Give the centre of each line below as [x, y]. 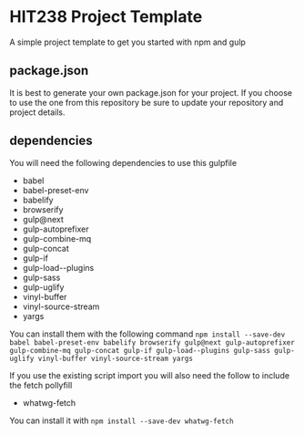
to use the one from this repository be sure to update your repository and [147, 102]
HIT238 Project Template [106, 17]
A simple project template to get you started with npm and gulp [127, 42]
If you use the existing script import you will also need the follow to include [149, 375]
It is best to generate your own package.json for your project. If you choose [151, 92]
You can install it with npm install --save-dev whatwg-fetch [122, 420]
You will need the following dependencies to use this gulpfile [123, 162]
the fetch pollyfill [41, 385]
